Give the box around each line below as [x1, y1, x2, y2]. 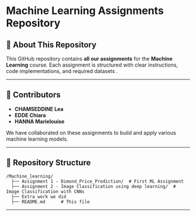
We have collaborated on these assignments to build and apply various [6, 129, 176, 136]
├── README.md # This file [11, 198, 90, 205]
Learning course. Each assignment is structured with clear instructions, [6, 61, 178, 68]
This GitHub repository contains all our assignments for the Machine [6, 55, 173, 62]
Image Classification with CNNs [6, 189, 85, 194]
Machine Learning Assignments [6, 4, 164, 18]
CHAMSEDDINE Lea [14, 105, 64, 112]
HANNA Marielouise [14, 118, 65, 125]
